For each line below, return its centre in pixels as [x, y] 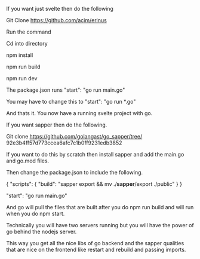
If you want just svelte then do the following [60, 9]
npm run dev [22, 78]
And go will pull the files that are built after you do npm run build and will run [100, 207]
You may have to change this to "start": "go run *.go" [71, 102]
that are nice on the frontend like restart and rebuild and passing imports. [96, 249]
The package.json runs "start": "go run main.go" [66, 90]
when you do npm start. [36, 213]
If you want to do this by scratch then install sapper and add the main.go [95, 154]
